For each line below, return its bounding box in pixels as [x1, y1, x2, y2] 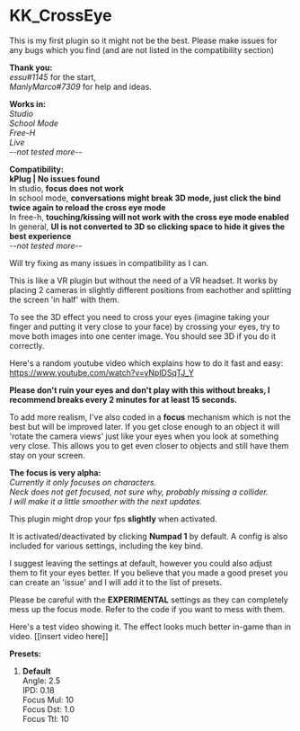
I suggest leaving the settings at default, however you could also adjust [9, 557, 272, 568]
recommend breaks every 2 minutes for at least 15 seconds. [9, 394, 238, 405]
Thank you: [9, 62, 53, 73]
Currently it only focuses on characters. [9, 477, 157, 487]
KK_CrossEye [9, 5, 112, 26]
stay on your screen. [9, 450, 85, 460]
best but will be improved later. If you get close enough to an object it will [9, 421, 280, 432]
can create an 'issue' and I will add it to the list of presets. [9, 576, 223, 587]
